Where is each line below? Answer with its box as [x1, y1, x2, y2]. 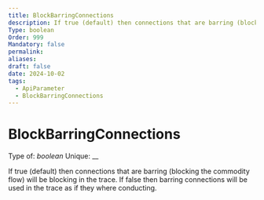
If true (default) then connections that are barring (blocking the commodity [8, 166, 250, 176]
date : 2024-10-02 [8, 70, 65, 78]
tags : [8, 77, 26, 85]
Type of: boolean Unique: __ [8, 151, 99, 161]
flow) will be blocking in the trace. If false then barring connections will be [8, 175, 247, 184]
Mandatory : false [8, 41, 65, 49]
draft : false [8, 63, 51, 71]
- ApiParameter [15, 84, 65, 93]
